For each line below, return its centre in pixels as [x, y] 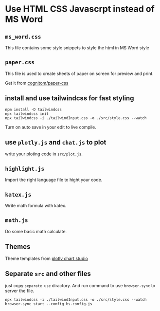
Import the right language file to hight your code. [54, 180]
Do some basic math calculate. [36, 231]
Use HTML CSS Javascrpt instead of [80, 9]
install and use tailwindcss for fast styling [70, 98]
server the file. [20, 291]
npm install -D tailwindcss [34, 110]
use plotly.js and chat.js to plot [56, 142]
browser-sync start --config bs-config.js [49, 304]
